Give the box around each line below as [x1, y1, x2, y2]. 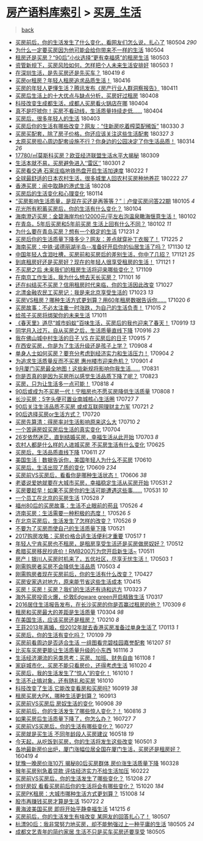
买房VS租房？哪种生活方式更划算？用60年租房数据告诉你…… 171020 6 [15, 296, 191, 303]
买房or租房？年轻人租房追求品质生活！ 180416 [15, 77, 131, 84]
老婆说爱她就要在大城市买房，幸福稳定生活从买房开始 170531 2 [15, 479, 173, 486]
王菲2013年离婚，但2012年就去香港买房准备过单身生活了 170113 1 [15, 624, 179, 631]
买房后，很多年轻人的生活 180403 [15, 114, 101, 122]
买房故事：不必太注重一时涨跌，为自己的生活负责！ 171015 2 [15, 304, 166, 311]
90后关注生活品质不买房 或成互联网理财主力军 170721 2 [15, 403, 154, 410]
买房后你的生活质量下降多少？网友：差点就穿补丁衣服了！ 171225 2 [15, 235, 183, 242]
